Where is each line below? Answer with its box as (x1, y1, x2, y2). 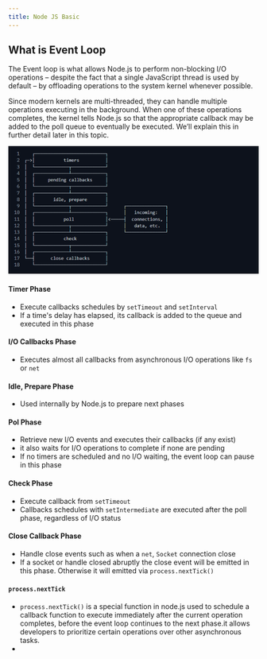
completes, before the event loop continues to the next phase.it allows (19, 618, 250, 628)
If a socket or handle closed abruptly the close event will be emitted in (19, 557, 250, 567)
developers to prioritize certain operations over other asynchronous (19, 627, 242, 637)
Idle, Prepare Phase (8, 382, 74, 391)
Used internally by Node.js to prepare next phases (19, 399, 184, 409)
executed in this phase (19, 319, 94, 328)
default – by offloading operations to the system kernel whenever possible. (8, 81, 253, 91)
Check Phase (8, 479, 53, 488)
